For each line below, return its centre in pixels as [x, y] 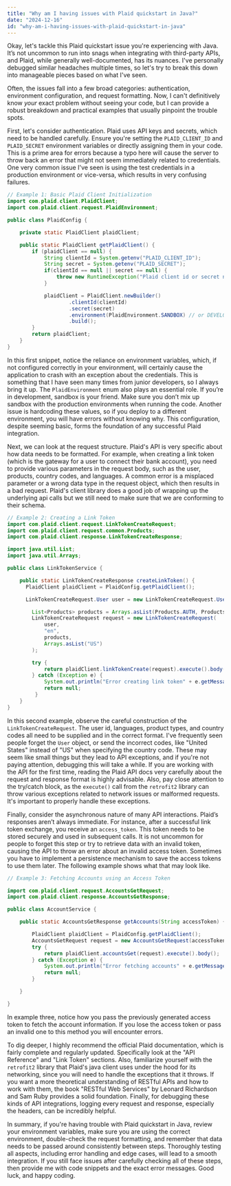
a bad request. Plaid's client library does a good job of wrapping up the [108, 490]
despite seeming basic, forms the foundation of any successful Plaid [104, 426]
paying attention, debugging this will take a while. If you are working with [110, 764]
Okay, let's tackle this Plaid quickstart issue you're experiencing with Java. [113, 46]
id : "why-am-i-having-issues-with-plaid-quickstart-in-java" [97, 26]
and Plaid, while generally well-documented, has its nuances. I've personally [115, 61]
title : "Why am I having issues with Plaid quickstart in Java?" [102, 13]
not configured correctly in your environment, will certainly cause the [105, 367]
